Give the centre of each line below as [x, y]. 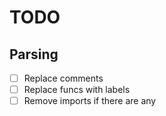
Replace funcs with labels [77, 90]
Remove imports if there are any [90, 101]
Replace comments [63, 78]
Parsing [34, 54]
